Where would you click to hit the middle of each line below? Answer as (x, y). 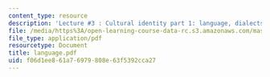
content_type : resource (48, 16)
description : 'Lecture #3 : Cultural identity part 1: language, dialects (136, 23)
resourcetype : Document (48, 46)
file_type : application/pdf (55, 38)
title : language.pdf (43, 53)
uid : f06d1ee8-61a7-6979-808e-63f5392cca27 (82, 61)
